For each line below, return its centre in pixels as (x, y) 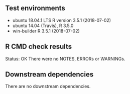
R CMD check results (39, 47)
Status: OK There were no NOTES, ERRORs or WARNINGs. (65, 58)
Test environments (35, 8)
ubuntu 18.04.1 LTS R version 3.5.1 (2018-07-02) (62, 20)
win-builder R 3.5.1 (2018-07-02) (46, 31)
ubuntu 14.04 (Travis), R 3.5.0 (43, 25)
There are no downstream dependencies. (48, 86)
